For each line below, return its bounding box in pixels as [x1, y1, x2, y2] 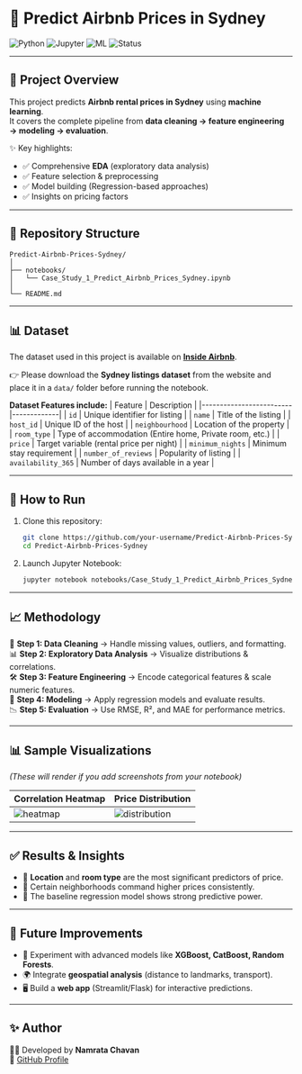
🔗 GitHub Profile [9, 1053, 69, 1065]
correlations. [9, 661, 57, 672]
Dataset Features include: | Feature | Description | [9, 400, 198, 411]
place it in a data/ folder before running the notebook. [9, 383, 209, 393]
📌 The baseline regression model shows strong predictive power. [22, 891, 263, 902]
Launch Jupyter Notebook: [22, 557, 122, 568]
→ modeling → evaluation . [9, 125, 109, 136]
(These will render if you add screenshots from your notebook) [9, 772, 243, 782]
